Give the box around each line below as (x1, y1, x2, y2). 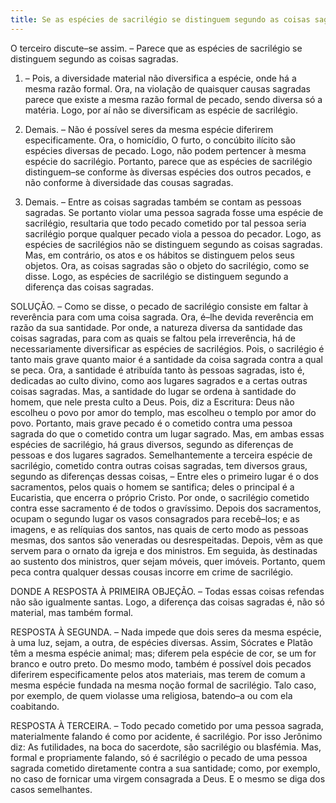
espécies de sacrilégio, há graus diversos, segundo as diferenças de (10, 438, 294, 450)
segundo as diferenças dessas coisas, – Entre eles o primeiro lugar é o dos (10, 470, 319, 482)
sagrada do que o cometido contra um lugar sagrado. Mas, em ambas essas (10, 427, 325, 440)
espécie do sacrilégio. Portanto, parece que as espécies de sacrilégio (24, 155, 313, 167)
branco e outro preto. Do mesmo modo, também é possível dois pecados (10, 657, 312, 670)
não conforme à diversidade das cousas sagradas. (24, 176, 234, 188)
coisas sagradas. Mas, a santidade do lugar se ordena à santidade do (10, 385, 297, 397)
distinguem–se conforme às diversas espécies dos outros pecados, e (24, 166, 312, 178)
